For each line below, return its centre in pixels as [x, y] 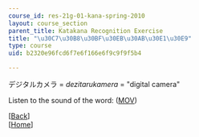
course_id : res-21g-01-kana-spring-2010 [77, 16]
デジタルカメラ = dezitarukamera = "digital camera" [94, 84]
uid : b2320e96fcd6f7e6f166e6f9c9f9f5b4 [75, 53]
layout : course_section [48, 23]
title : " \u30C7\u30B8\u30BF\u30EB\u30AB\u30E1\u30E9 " [100, 38]
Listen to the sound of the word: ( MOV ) [73, 100]
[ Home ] [21, 125]
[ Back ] [19, 116]
